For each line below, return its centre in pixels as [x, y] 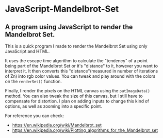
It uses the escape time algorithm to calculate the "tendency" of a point [76, 61]
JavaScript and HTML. [27, 51]
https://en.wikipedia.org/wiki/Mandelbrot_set [57, 125]
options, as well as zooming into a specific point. [54, 106]
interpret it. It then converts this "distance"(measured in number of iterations [81, 71]
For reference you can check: [34, 116]
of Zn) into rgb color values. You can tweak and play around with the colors [80, 76]
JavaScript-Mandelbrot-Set [62, 9]
